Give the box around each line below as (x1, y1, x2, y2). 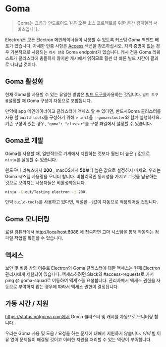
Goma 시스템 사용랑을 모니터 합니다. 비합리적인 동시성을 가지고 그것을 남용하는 (5, 173, 158, 179)
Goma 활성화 (5, 77, 44, 86)
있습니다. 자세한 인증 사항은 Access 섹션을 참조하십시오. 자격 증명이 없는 (14, 43, 155, 49)
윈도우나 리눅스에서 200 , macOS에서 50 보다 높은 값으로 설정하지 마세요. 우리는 (5, 167, 161, 173)
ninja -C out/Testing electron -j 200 (5, 189, 85, 195)
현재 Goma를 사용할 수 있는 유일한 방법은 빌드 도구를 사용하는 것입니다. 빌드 (5, 91, 150, 97)
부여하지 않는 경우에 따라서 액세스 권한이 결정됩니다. (18, 284, 119, 290)
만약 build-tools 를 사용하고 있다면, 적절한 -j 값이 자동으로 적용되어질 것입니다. (5, 199, 159, 205)
